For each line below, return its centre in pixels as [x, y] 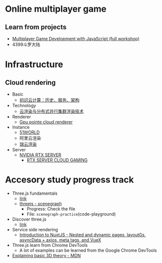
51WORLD [30, 132]
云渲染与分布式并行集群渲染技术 [51, 111]
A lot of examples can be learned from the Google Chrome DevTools [88, 250]
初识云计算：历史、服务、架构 [49, 100]
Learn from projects [36, 27]
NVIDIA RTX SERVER [40, 155]
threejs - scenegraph [40, 203]
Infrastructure [34, 65]
